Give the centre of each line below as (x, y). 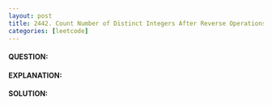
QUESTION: (28, 57)
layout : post (30, 16)
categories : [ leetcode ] (49, 31)
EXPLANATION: (35, 75)
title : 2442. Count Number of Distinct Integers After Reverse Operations (137, 23)
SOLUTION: (28, 94)
